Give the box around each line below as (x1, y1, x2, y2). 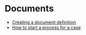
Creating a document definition (11, 19, 76, 25)
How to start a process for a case (11, 24, 81, 30)
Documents (4, 3, 54, 14)
